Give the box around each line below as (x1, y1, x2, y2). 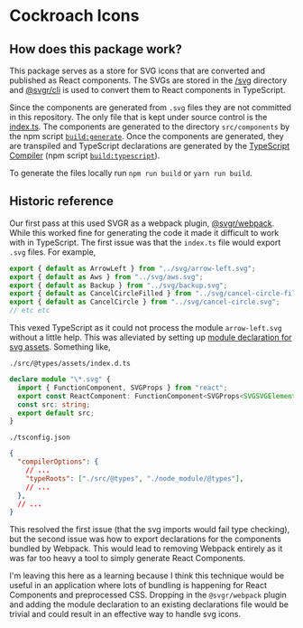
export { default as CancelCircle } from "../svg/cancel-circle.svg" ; (9, 297, 280, 307)
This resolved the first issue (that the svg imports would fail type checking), (9, 524, 290, 535)
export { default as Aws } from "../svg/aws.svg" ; (9, 272, 204, 281)
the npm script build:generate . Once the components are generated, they (9, 131, 284, 141)
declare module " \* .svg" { (9, 375, 111, 384)
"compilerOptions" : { (17, 457, 99, 466)
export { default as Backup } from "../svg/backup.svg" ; (9, 281, 228, 290)
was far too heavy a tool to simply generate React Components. (9, 553, 246, 564)
